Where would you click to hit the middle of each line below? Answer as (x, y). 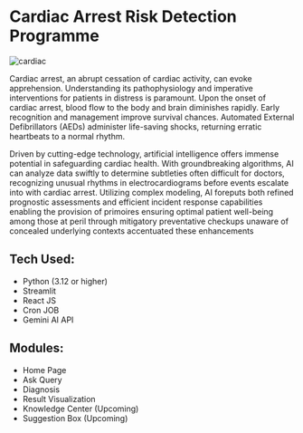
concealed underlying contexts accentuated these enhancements (132, 231)
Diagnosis (41, 389)
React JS (39, 300)
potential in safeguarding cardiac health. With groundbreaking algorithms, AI (151, 163)
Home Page (44, 370)
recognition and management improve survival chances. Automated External (152, 117)
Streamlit (39, 291)
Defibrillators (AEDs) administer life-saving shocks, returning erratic (136, 126)
